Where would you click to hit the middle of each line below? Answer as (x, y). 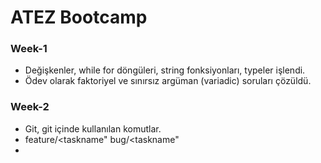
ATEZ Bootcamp (79, 17)
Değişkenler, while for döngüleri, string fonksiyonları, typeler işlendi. (165, 70)
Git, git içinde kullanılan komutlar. (93, 128)
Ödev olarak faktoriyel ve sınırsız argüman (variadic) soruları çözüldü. (168, 81)
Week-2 (30, 107)
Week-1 (29, 49)
